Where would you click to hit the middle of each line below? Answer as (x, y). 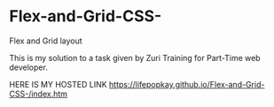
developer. (29, 67)
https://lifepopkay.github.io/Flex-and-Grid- (187, 84)
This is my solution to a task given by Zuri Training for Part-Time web (135, 57)
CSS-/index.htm (39, 94)
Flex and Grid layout (46, 41)
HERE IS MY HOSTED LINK (59, 84)
